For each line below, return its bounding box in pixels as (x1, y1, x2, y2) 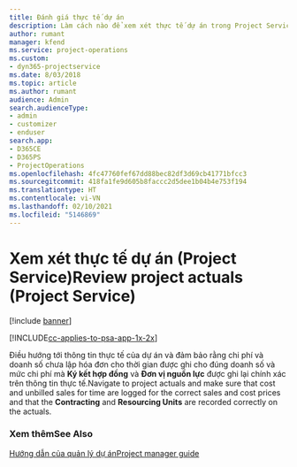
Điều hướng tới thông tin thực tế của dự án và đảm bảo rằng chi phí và (9, 349, 263, 360)
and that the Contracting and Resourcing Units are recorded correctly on (9, 396, 278, 407)
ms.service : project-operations (9, 46, 128, 55)
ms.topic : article (9, 79, 77, 88)
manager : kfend (9, 37, 65, 47)
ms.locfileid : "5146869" (9, 210, 101, 219)
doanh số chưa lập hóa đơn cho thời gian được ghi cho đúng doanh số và (9, 359, 276, 370)
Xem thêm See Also (9, 428, 93, 440)
